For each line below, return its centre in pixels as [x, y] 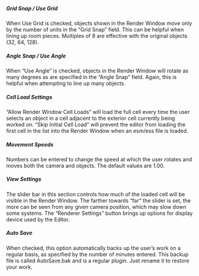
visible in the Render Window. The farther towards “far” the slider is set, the [99, 200]
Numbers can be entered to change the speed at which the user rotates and [99, 159]
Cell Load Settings [29, 97]
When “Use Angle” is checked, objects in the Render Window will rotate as [97, 71]
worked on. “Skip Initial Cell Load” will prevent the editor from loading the [96, 124]
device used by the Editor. [38, 219]
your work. [19, 267]
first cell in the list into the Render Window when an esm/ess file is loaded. [97, 131]
